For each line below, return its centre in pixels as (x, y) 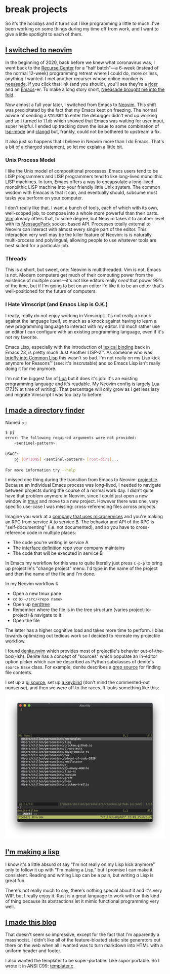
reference (15, 533)
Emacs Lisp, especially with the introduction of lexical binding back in (78, 347)
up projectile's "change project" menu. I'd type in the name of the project (81, 568)
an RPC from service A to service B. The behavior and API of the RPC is (80, 522)
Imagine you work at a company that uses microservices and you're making (84, 517)
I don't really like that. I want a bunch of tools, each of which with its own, (82, 208)
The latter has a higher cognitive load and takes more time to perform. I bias (84, 630)
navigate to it (48, 615)
